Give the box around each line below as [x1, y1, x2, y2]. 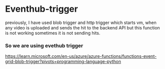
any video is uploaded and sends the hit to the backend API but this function [5, 24, 160, 30]
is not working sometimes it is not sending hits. [5, 30, 100, 36]
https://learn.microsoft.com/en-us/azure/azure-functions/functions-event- [5, 53, 157, 59]
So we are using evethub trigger [5, 42, 84, 49]
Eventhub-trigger [5, 3, 78, 15]
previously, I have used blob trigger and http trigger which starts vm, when [5, 20, 157, 25]
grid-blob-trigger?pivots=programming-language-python [5, 59, 122, 65]
